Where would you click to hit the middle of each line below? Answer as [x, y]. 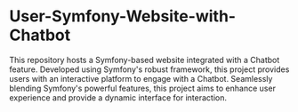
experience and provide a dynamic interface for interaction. [118, 97]
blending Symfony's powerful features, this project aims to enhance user [142, 88]
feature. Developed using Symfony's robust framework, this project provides [149, 69]
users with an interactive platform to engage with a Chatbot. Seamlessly [141, 78]
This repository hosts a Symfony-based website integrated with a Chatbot [145, 60]
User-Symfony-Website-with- [123, 16]
